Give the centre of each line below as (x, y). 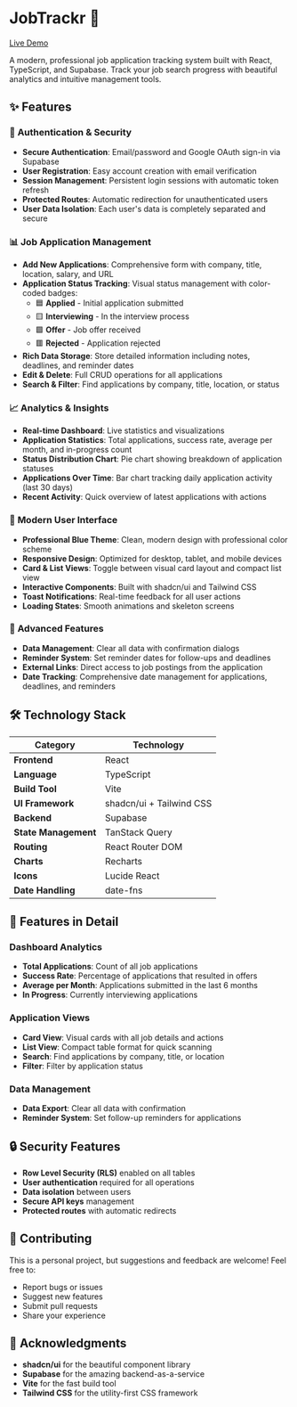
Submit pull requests (60, 1305)
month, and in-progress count (77, 450)
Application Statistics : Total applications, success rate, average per (147, 440)
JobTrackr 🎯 (55, 18)
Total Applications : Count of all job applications (110, 967)
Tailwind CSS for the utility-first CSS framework (110, 1393)
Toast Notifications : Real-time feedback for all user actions (132, 596)
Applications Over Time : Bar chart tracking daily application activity (147, 478)
